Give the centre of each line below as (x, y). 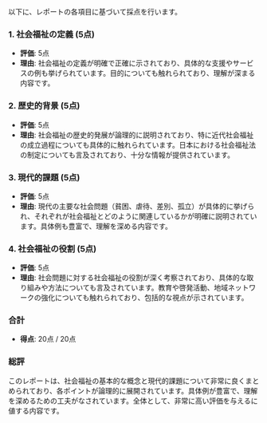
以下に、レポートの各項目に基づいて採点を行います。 (95, 12)
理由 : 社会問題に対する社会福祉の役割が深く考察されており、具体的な (133, 278)
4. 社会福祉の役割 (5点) (53, 248)
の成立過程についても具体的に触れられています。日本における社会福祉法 (138, 144)
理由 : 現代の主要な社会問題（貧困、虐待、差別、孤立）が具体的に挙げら (137, 206)
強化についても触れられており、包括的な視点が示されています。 (145, 298)
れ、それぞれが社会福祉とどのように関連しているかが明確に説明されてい (138, 216)
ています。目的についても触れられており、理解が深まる (165, 73)
